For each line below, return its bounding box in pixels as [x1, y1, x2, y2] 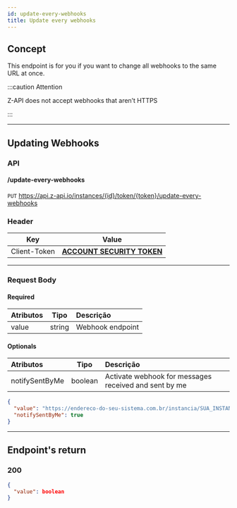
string [49, 322, 69, 332]
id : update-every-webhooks [7, 10, 87, 18]
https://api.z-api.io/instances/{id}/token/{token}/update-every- [18, 191, 202, 199]
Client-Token [11, 247, 55, 256]
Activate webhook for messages [104, 371, 212, 381]
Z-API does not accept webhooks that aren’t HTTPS [7, 97, 158, 105]
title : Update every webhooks [7, 17, 97, 24]
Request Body [7, 275, 56, 285]
